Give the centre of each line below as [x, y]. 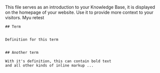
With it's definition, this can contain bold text [58, 61]
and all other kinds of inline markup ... [49, 66]
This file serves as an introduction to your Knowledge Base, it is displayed [80, 7]
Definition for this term [32, 39]
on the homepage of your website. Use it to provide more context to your [79, 12]
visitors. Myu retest [25, 18]
